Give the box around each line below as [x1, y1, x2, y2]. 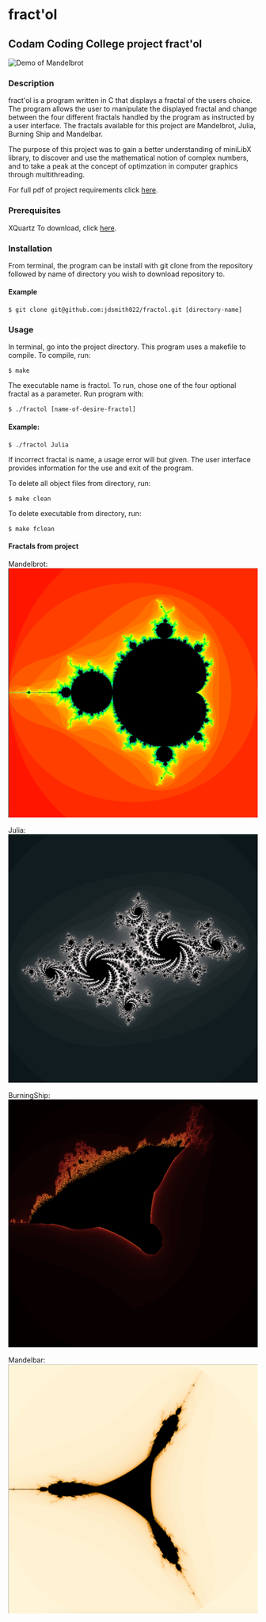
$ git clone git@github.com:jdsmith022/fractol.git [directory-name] [8, 306, 243, 314]
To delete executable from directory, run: [8, 508, 142, 518]
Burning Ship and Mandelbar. [8, 129, 104, 139]
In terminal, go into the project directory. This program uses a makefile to [8, 342, 246, 351]
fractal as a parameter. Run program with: [8, 389, 144, 399]
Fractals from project [8, 541, 79, 551]
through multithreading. [8, 170, 85, 180]
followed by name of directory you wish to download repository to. [8, 269, 226, 279]
